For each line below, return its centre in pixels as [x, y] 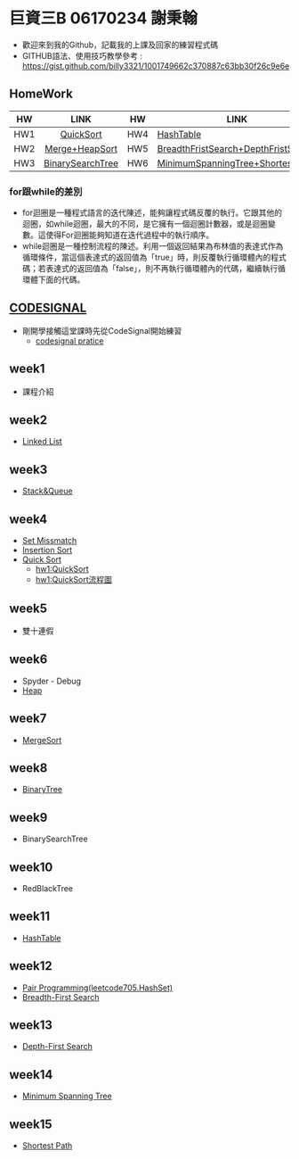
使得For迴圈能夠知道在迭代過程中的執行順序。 [130, 235]
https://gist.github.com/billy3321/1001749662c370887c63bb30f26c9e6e [156, 66]
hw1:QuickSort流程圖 [74, 580]
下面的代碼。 [61, 280]
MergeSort [42, 740]
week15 [31, 1124]
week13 [31, 1025]
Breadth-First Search [61, 997]
